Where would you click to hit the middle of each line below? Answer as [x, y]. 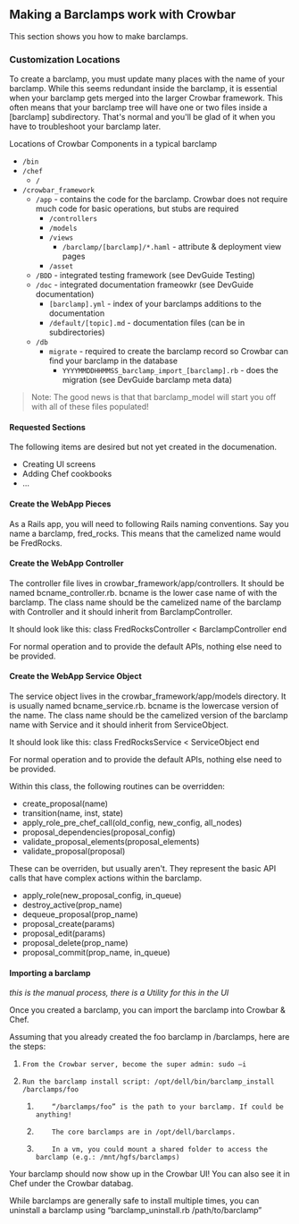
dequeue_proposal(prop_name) [80, 914]
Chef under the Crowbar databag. [71, 1184]
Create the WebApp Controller [66, 564]
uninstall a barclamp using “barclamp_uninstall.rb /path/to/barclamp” [136, 1211]
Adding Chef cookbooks [67, 474]
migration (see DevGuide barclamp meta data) [147, 380]
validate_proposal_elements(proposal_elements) [111, 841]
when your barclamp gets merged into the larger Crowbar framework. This [146, 98]
